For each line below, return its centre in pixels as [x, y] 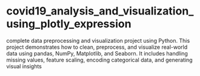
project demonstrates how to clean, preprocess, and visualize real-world [97, 47]
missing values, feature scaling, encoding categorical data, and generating [99, 60]
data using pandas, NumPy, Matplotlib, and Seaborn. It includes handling [97, 53]
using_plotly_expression [69, 24]
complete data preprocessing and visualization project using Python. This [98, 40]
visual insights [24, 66]
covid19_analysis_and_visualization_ [100, 11]
